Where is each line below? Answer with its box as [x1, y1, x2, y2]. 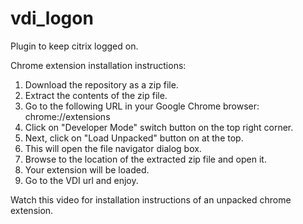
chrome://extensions [24, 110, 111, 122]
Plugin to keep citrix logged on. [10, 40, 139, 52]
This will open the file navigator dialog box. [24, 142, 202, 154]
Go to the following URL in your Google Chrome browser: [24, 100, 260, 112]
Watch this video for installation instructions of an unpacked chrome [10, 193, 292, 206]
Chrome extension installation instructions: [10, 59, 187, 71]
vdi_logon [10, 7, 94, 30]
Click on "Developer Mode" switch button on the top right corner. [24, 121, 294, 133]
